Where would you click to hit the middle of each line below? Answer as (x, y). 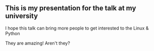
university (22, 16)
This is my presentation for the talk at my (71, 8)
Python (13, 33)
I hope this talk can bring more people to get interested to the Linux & (77, 28)
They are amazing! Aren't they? (38, 43)
